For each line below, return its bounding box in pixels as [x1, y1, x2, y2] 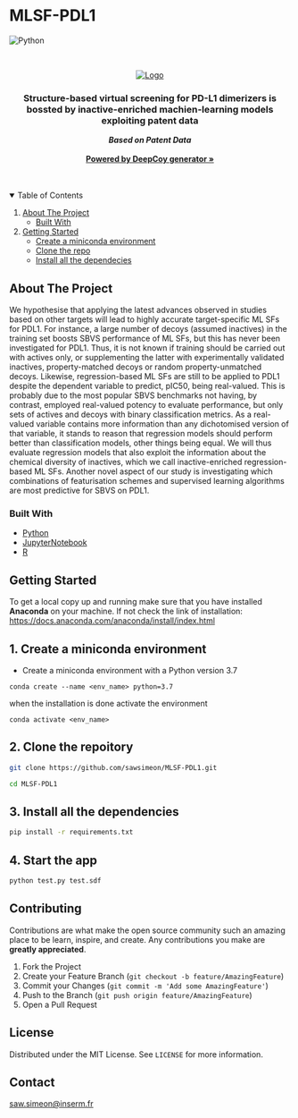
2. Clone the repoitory [9, 740, 134, 755]
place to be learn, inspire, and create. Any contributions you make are [9, 934, 266, 944]
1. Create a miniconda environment [9, 641, 207, 656]
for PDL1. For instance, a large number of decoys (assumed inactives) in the [9, 324, 287, 335]
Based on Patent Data [108, 135, 192, 146]
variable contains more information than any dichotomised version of [36, 419, 290, 429]
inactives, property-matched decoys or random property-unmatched [9, 361, 262, 372]
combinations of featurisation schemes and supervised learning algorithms [9, 476, 286, 487]
